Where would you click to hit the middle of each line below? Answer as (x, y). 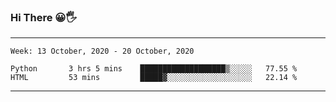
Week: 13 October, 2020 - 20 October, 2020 (102, 51)
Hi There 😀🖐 (43, 17)
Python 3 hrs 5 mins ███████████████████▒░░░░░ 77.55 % (154, 69)
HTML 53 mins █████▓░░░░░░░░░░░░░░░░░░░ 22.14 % (154, 78)
